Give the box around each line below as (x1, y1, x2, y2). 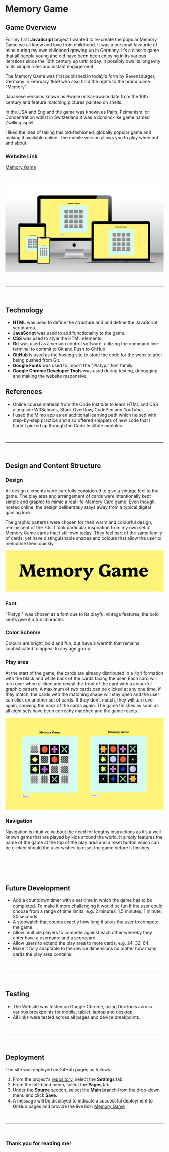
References (5, 387, 42, 396)
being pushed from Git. (12, 357, 61, 363)
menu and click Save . (12, 1092, 58, 1098)
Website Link (5, 153, 38, 160)
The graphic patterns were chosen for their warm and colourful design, (5, 519, 152, 525)
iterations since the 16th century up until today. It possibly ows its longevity (5, 58, 161, 64)
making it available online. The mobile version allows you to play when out (5, 135, 159, 140)
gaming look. (5, 510, 32, 516)
